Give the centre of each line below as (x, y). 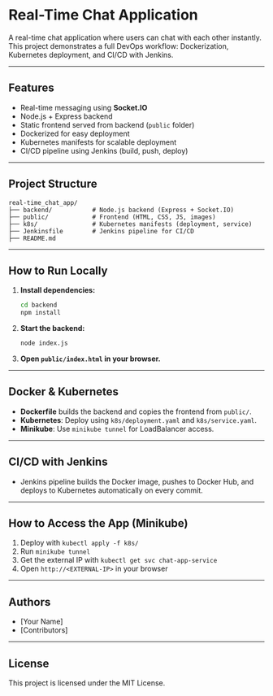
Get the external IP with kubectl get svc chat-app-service (119, 560)
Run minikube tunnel (55, 551)
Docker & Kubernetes (64, 392)
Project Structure (53, 184)
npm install (40, 313)
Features (31, 88)
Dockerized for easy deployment (75, 133)
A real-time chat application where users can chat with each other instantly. (135, 37)
